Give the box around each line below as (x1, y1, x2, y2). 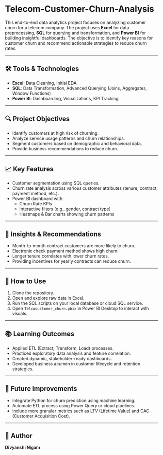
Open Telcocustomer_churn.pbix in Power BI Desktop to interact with (12, 306, 149, 311)
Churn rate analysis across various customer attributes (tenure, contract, (12, 185, 158, 191)
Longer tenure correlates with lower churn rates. (12, 253, 109, 259)
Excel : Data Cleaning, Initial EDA (12, 80, 77, 86)
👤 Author (5, 432, 33, 440)
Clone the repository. (12, 290, 54, 295)
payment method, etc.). (12, 191, 59, 197)
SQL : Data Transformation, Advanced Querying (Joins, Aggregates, (12, 85, 147, 91)
